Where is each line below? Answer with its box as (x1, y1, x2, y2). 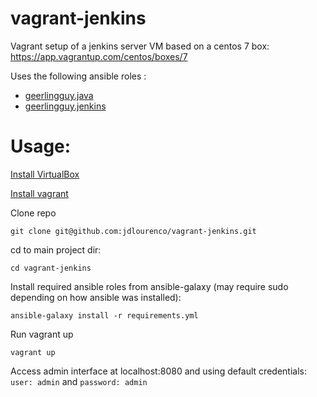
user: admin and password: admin (10, 375, 148, 387)
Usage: (10, 135, 72, 158)
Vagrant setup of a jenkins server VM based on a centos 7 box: (10, 40, 270, 52)
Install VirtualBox (10, 168, 80, 180)
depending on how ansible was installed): (10, 291, 182, 303)
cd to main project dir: (10, 243, 102, 256)
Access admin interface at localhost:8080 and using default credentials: (10, 365, 307, 377)
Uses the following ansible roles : (10, 70, 147, 82)
